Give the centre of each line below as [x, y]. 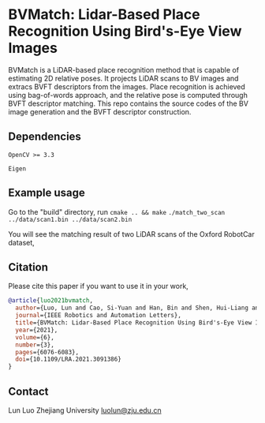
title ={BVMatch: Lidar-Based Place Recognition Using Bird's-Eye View [134, 323]
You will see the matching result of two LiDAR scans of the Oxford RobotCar [131, 234]
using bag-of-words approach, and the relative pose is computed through [128, 95]
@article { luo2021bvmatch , [50, 301]
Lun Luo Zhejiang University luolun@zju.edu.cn [85, 410]
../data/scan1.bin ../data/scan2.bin [70, 219]
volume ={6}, [35, 337]
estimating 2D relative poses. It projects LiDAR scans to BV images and [123, 78]
